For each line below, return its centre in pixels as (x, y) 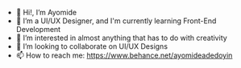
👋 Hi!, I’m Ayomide (46, 12)
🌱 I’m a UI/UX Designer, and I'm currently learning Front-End (116, 21)
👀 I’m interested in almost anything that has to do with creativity (121, 38)
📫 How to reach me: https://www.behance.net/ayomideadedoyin (124, 55)
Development (38, 29)
